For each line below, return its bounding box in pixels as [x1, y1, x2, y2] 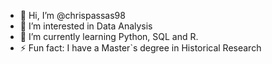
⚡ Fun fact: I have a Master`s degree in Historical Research [19, 42, 262, 54]
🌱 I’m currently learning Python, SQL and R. [19, 31, 199, 42]
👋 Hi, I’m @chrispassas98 [19, 10, 126, 21]
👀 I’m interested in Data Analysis [19, 20, 153, 32]
